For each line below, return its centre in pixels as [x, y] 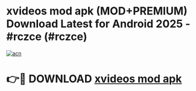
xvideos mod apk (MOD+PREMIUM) [97, 11]
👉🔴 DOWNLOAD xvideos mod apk [94, 79]
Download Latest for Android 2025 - [98, 24]
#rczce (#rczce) [47, 37]
